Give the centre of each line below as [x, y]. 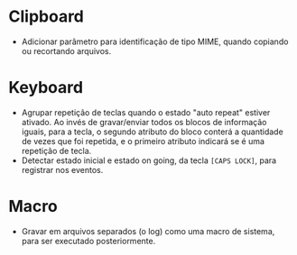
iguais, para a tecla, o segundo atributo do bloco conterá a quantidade [152, 132]
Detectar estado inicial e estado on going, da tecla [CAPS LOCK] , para [149, 160]
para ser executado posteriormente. [88, 241]
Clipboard [46, 17]
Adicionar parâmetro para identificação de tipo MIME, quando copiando [155, 41]
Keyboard [46, 88]
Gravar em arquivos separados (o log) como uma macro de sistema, [148, 231]
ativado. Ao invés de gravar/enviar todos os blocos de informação [144, 122]
